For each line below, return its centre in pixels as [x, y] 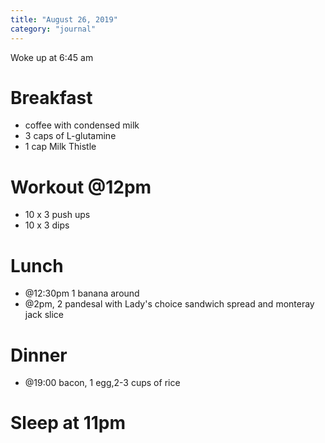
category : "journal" [53, 29]
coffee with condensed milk [82, 125]
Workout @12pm [81, 187]
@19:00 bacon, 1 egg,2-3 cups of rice [102, 383]
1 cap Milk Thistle [60, 147]
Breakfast [51, 97]
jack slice [44, 315]
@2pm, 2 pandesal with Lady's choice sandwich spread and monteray [169, 304]
